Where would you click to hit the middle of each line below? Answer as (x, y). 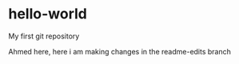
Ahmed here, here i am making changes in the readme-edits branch (120, 51)
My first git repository (44, 36)
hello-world (48, 14)
